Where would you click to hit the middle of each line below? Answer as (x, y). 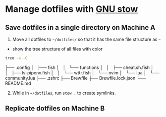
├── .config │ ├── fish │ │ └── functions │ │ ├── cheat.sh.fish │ (79, 67)
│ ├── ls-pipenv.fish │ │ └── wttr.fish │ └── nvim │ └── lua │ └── (82, 72)
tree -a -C (16, 58)
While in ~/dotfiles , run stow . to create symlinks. (64, 93)
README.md (18, 83)
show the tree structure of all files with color (57, 49)
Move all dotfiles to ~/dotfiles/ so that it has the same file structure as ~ (86, 39)
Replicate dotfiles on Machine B (55, 108)
